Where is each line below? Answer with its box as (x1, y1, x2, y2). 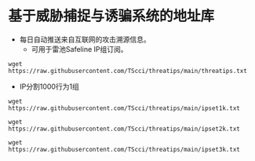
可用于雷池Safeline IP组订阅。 (31, 44, 128, 53)
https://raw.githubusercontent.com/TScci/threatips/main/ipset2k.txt (8, 125, 241, 133)
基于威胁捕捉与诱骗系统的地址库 (8, 7, 215, 25)
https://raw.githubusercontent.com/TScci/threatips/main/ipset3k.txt (8, 145, 241, 153)
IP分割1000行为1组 (19, 82, 80, 91)
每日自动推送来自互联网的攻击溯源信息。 (19, 35, 151, 44)
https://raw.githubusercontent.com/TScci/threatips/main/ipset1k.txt (8, 104, 241, 112)
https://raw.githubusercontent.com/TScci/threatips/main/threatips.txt (8, 67, 247, 75)
